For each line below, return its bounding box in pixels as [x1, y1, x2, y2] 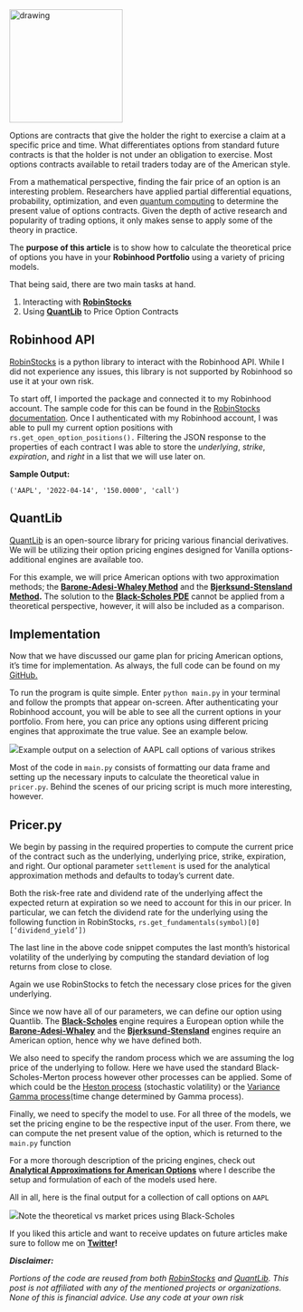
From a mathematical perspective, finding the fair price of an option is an [9, 177, 281, 187]
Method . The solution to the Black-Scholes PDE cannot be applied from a [9, 591, 285, 602]
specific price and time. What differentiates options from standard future [9, 140, 280, 150]
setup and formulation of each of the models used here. [9, 1174, 218, 1185]
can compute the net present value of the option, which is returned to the [9, 1128, 283, 1139]
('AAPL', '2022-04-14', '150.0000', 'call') [9, 486, 180, 495]
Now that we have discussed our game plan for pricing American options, [9, 651, 284, 661]
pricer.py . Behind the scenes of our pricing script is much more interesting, [9, 781, 292, 792]
